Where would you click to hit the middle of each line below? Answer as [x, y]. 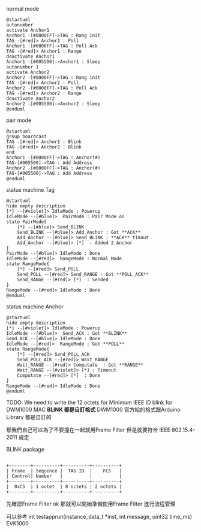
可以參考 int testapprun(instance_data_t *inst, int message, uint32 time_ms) [99, 517]
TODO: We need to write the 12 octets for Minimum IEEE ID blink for [89, 402]
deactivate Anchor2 [31, 99]
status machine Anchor [35, 307]
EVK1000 [17, 523]
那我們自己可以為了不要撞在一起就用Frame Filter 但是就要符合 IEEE [88, 430]
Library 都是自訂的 [29, 417]
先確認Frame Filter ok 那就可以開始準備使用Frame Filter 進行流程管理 [91, 504]
